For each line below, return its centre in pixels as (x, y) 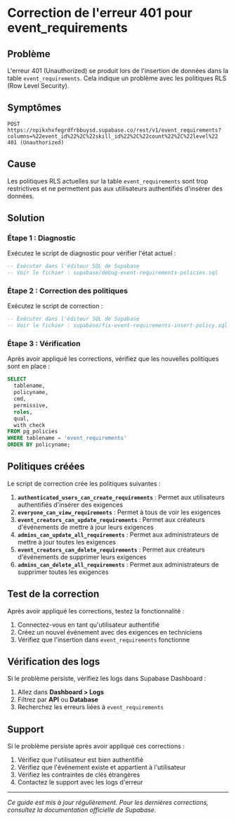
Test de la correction (53, 594)
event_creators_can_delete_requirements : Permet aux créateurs (111, 549)
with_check (29, 425)
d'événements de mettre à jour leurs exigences (86, 527)
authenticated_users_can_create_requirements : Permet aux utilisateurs (121, 497)
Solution (26, 218)
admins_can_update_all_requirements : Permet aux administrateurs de (118, 534)
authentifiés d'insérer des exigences (70, 504)
